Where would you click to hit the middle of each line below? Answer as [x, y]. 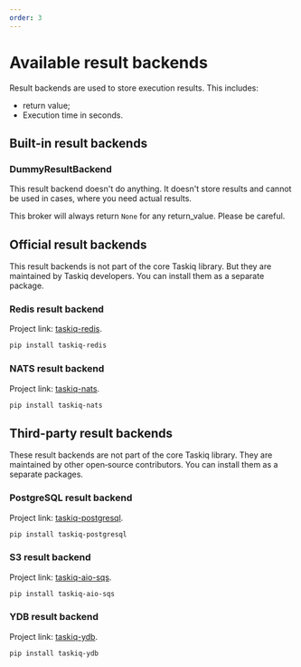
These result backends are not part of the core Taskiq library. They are [141, 455]
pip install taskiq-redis [58, 345]
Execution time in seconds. [73, 115]
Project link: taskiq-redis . [56, 329]
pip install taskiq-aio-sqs [62, 594]
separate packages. [47, 474]
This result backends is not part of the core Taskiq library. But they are [141, 266]
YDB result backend [54, 617]
